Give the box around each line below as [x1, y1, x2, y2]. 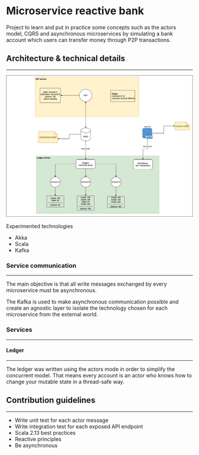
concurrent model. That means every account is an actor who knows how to [6, 371, 192, 379]
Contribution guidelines [6, 395, 96, 405]
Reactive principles [14, 435, 62, 443]
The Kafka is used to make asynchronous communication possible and [6, 298, 179, 306]
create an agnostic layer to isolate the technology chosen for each [6, 305, 168, 312]
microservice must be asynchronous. [6, 287, 97, 294]
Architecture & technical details [6, 53, 126, 63]
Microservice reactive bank [6, 4, 145, 18]
